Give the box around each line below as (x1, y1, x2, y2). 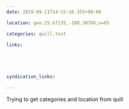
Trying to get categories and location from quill (6, 96, 124, 103)
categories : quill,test (6, 31, 67, 37)
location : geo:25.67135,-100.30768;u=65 (6, 19, 110, 26)
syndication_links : (6, 74, 56, 80)
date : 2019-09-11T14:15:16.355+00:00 (6, 8, 102, 15)
